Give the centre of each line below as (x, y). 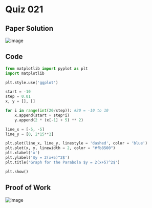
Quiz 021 (24, 9)
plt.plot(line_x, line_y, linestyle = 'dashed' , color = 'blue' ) (76, 143)
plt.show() (17, 172)
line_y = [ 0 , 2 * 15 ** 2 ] (29, 134)
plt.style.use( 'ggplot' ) (32, 82)
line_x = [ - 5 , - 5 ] (25, 129)
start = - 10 (18, 92)
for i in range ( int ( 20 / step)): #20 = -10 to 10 (57, 111)
